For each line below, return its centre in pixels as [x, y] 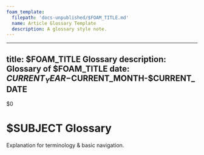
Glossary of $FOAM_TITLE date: [68, 68]
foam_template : [25, 12]
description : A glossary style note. [59, 29]
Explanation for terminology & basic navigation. [65, 145]
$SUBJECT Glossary [59, 129]
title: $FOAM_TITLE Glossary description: [86, 59]
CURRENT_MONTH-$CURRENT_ [133, 78]
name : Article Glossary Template [54, 23]
